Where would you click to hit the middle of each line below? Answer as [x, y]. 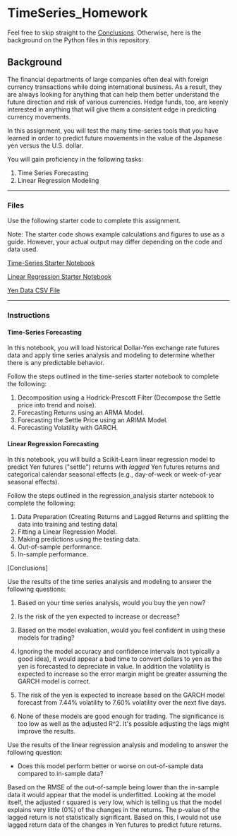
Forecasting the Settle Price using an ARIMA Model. [92, 420]
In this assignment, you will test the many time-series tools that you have [113, 130]
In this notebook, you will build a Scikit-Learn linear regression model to [111, 460]
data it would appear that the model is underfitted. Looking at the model [112, 795]
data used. [23, 249]
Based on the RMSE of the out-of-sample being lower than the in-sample [113, 787]
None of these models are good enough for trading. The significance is [121, 716]
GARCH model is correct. [54, 681]
